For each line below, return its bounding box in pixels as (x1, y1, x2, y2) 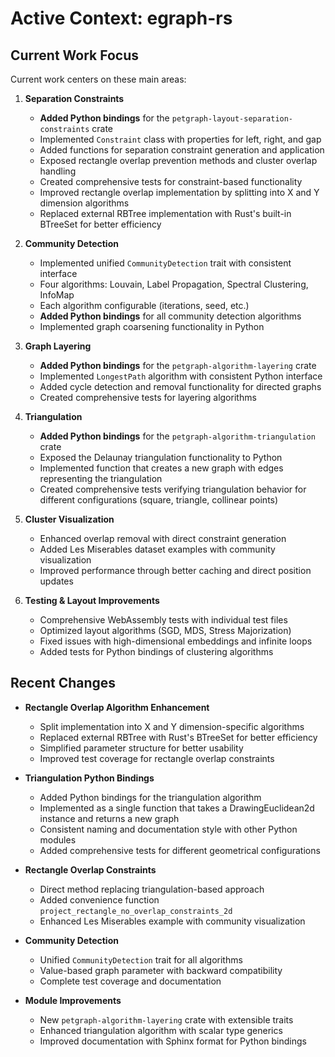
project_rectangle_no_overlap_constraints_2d (39, 906, 233, 916)
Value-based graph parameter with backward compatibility (39, 964, 283, 976)
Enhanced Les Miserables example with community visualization (39, 915, 306, 927)
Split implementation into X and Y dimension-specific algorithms (39, 720, 305, 732)
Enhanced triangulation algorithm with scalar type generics (39, 1024, 283, 1036)
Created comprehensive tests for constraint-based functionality (39, 176, 303, 187)
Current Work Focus (10, 47, 140, 64)
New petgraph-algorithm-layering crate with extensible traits (39, 1013, 294, 1026)
